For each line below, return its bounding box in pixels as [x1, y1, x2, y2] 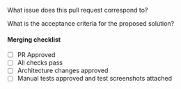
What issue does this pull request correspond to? [7, 6, 148, 14]
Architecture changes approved [17, 66, 109, 75]
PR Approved [17, 51, 56, 59]
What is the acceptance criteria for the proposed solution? [7, 19, 175, 27]
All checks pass [17, 58, 63, 67]
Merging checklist [7, 35, 61, 44]
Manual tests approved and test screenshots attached [17, 74, 173, 83]
